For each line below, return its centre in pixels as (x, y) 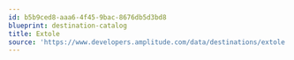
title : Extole (34, 34)
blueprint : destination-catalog (68, 26)
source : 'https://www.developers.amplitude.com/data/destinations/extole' (149, 42)
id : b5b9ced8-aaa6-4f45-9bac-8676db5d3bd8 (87, 17)
